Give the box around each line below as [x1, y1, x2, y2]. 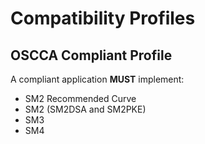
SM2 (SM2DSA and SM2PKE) [24, 103, 147, 115]
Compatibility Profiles [10, 7, 196, 30]
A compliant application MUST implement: [10, 73, 185, 85]
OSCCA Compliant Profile [10, 47, 173, 64]
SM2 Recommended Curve [24, 93, 137, 104]
